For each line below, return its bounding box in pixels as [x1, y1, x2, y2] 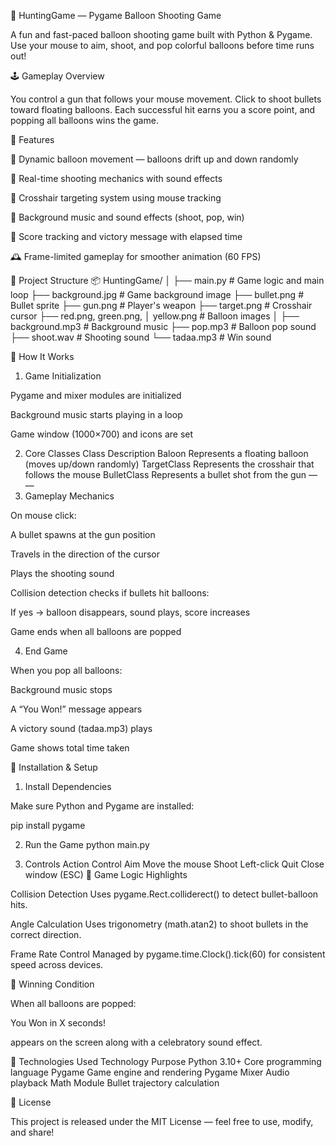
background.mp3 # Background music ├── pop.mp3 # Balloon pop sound [10, 321, 317, 332]
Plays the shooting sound [10, 568, 115, 579]
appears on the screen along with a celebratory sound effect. [10, 1036, 263, 1048]
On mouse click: [10, 510, 77, 521]
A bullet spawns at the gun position [10, 529, 156, 540]
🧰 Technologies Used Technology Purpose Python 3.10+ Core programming [10, 1056, 322, 1067]
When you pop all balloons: [10, 665, 123, 676]
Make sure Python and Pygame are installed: [10, 800, 195, 812]
